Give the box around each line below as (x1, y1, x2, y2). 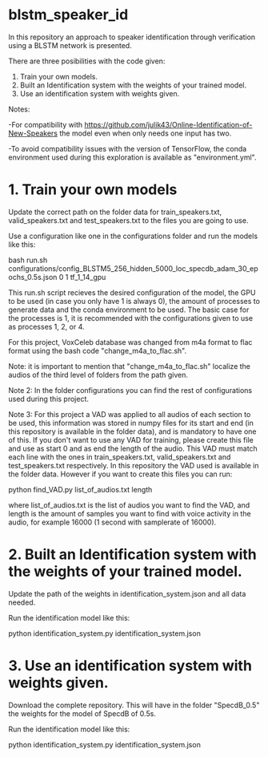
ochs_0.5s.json (8, 272, 58, 281)
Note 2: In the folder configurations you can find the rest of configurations (8, 385, 253, 395)
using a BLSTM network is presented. (8, 40, 132, 50)
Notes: (8, 104, 30, 114)
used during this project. (8, 394, 90, 403)
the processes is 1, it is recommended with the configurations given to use (8, 313, 254, 322)
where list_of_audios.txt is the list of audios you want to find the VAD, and (8, 500, 250, 510)
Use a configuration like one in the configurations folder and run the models (8, 231, 258, 241)
